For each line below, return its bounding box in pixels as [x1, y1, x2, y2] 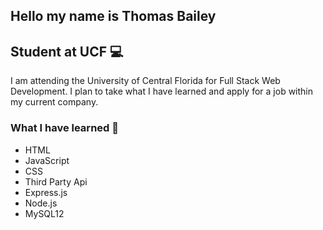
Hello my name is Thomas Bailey [10, 8, 217, 25]
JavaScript [24, 154, 70, 166]
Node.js [24, 197, 58, 209]
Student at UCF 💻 [10, 43, 124, 60]
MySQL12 [24, 207, 65, 219]
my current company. [10, 96, 99, 108]
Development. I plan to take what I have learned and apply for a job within [10, 85, 314, 98]
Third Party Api [24, 175, 88, 188]
